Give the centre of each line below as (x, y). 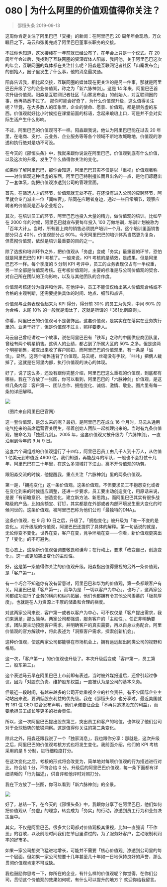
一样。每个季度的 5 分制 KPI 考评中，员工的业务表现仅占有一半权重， (88, 264)
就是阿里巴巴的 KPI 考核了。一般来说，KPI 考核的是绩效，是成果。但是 (77, 257)
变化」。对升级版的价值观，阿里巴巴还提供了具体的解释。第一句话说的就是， (83, 526)
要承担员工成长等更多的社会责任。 (40, 711)
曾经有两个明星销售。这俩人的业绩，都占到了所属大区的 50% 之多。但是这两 (83, 343)
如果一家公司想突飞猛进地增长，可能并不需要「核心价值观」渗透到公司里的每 (83, 850)
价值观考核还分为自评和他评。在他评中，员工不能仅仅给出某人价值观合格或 (81, 287)
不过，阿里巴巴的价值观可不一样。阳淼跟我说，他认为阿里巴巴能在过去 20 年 (83, 130)
